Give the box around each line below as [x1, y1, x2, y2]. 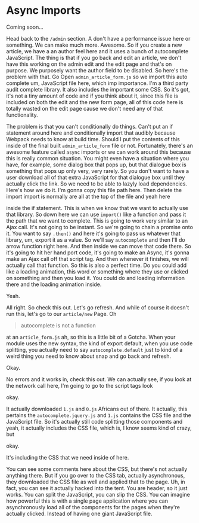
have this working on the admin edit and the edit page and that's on [6, 60, 172, 68]
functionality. [6, 111, 39, 118]
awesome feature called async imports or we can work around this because [6, 148, 191, 156]
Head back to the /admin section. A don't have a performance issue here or [6, 35, 191, 42]
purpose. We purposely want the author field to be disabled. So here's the [6, 66, 188, 74]
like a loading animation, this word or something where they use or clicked [6, 267, 189, 275]
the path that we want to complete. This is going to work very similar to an [6, 217, 188, 224]
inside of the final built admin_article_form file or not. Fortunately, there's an [6, 142, 194, 149]
